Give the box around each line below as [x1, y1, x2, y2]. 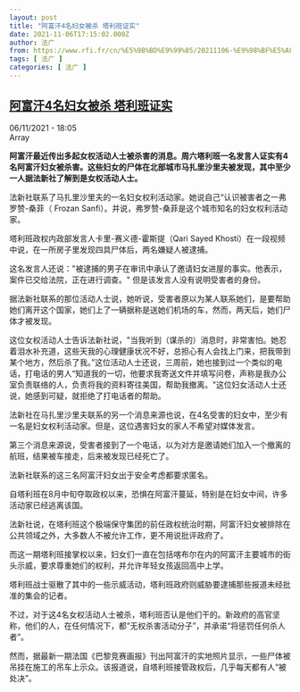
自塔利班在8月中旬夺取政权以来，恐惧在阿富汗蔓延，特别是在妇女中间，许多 [9, 488, 288, 499]
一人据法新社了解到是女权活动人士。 [9, 172, 143, 183]
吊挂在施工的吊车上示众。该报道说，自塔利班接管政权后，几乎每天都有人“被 [9, 662, 287, 672]
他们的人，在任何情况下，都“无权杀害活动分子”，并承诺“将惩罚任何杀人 [24, 620, 286, 630]
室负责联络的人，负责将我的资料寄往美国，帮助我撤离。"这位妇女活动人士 [9, 379, 279, 389]
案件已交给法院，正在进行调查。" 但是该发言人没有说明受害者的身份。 [9, 274, 266, 285]
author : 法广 [9, 38, 55, 47]
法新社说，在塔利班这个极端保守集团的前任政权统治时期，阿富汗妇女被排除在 [9, 519, 291, 529]
